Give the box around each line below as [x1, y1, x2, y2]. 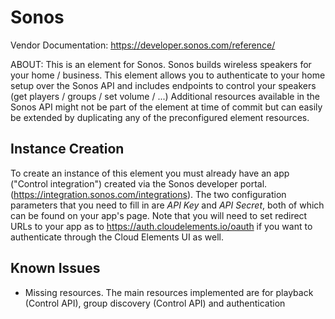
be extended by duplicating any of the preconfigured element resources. [10, 111, 310, 123]
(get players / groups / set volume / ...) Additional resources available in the [10, 90, 321, 102]
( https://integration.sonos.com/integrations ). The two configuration [10, 188, 287, 200]
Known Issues [10, 260, 101, 277]
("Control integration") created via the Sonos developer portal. [10, 177, 268, 190]
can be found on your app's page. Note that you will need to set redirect [10, 209, 308, 221]
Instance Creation [10, 141, 125, 158]
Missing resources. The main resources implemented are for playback [24, 286, 314, 298]
